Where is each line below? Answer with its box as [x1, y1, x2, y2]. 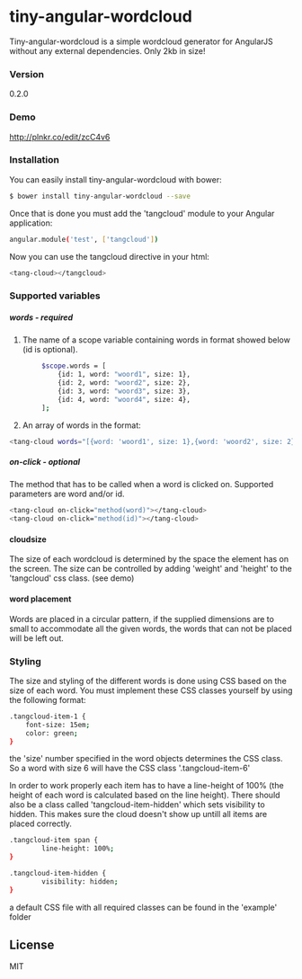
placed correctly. [9, 818, 72, 829]
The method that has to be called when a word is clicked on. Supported [9, 479, 274, 490]
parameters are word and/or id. [9, 488, 125, 500]
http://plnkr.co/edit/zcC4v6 [9, 131, 111, 142]
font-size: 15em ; [25, 720, 91, 729]
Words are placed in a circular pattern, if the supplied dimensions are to [9, 613, 274, 624]
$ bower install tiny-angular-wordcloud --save [9, 191, 191, 200]
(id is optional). [22, 344, 78, 355]
